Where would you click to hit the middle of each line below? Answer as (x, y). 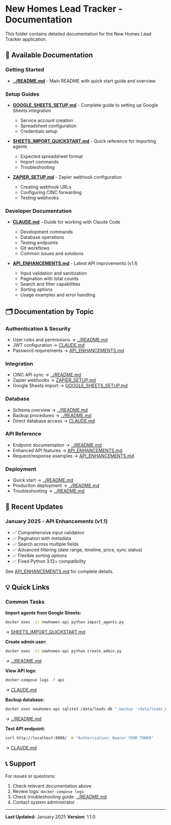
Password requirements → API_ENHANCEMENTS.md (68, 350)
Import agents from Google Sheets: (43, 613)
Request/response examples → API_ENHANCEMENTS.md (73, 456)
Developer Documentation (39, 211)
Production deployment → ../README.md (56, 486)
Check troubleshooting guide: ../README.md (60, 796)
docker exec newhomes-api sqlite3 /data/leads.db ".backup (69, 709)
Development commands (46, 232)
